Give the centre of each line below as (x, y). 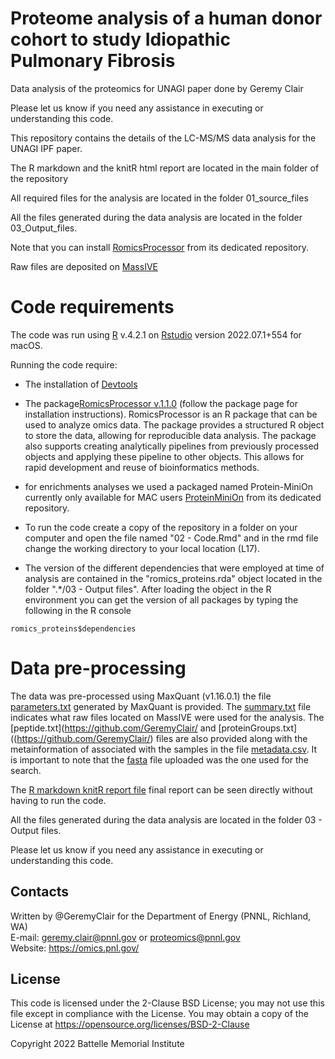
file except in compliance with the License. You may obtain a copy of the (159, 1014)
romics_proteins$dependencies (73, 628)
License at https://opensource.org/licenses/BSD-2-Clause (130, 1024)
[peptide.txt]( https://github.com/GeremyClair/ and (113, 728)
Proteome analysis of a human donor (166, 18)
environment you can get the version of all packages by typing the (161, 599)
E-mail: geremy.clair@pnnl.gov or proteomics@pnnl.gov (125, 937)
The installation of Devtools (81, 384)
